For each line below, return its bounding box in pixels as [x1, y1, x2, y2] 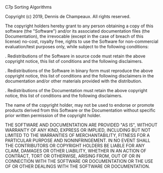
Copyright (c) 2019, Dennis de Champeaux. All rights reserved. [5, 14, 131, 19]
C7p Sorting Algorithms [5, 4, 52, 10]
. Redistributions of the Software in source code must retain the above [5, 53, 146, 59]
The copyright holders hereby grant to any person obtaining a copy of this [5, 23, 154, 29]
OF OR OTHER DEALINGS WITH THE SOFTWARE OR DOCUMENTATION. [5, 163, 150, 169]
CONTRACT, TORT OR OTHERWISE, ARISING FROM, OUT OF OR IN [5, 153, 141, 159]
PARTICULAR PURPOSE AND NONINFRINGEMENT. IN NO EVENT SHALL [5, 137, 151, 143]
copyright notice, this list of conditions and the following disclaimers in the [5, 73, 154, 78]
